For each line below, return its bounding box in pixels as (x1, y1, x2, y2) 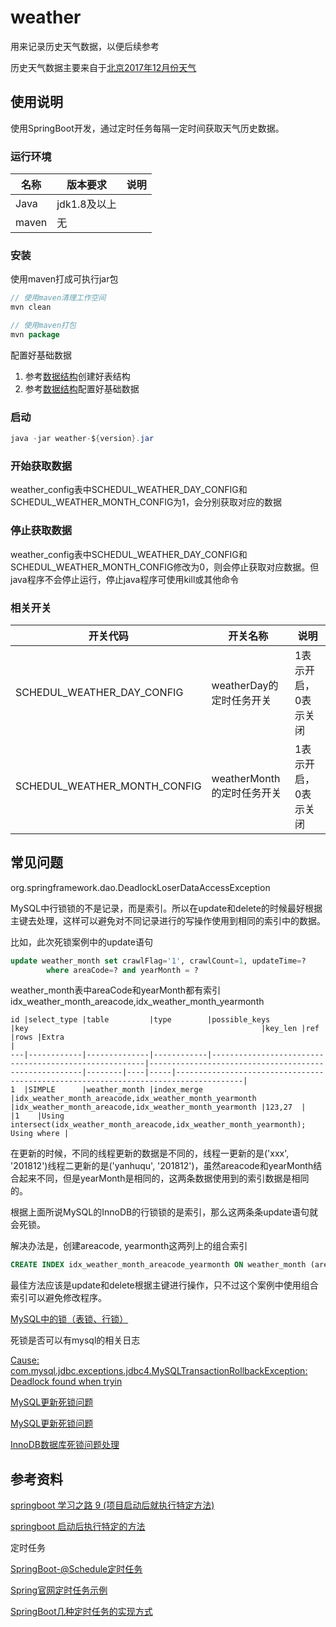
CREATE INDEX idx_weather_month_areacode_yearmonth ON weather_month (10, 1260, 307, 1270)
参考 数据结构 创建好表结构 (24, 370, 131, 382)
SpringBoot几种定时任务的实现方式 (10, 1606, 153, 1618)
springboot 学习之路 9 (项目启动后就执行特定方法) (10, 1499, 215, 1511)
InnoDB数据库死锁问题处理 (10, 1439, 120, 1451)
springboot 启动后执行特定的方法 (10, 1521, 146, 1533)
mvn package (10, 329, 60, 340)
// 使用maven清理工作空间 (10, 293, 107, 303)
